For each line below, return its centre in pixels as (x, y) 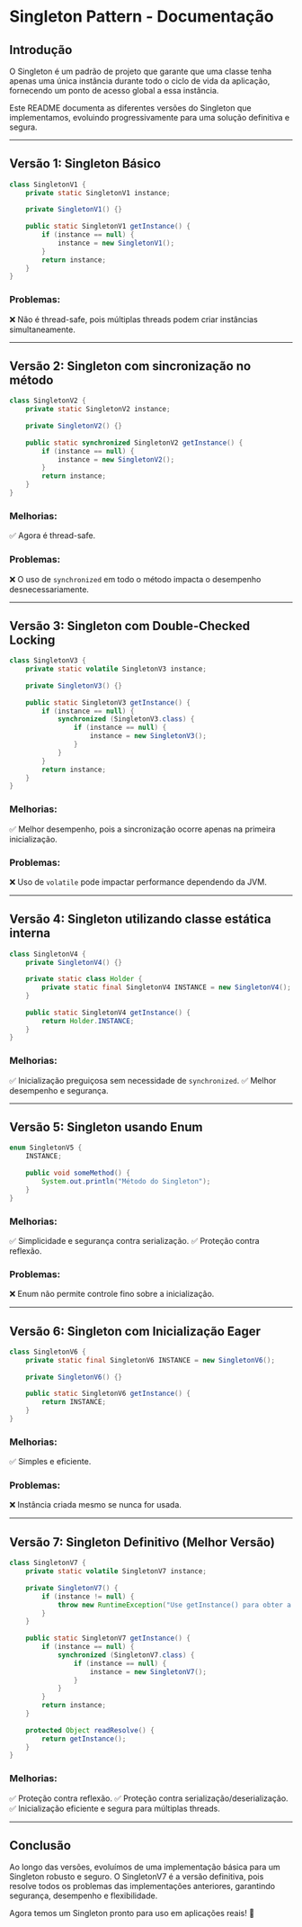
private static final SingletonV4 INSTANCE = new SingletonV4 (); (167, 987)
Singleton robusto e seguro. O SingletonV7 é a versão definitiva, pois (137, 1877)
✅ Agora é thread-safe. (53, 536)
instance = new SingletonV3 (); (148, 736)
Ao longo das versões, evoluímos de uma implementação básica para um (145, 1867)
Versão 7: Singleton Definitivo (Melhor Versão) (142, 1542)
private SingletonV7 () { (72, 1588)
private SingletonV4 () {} (74, 962)
